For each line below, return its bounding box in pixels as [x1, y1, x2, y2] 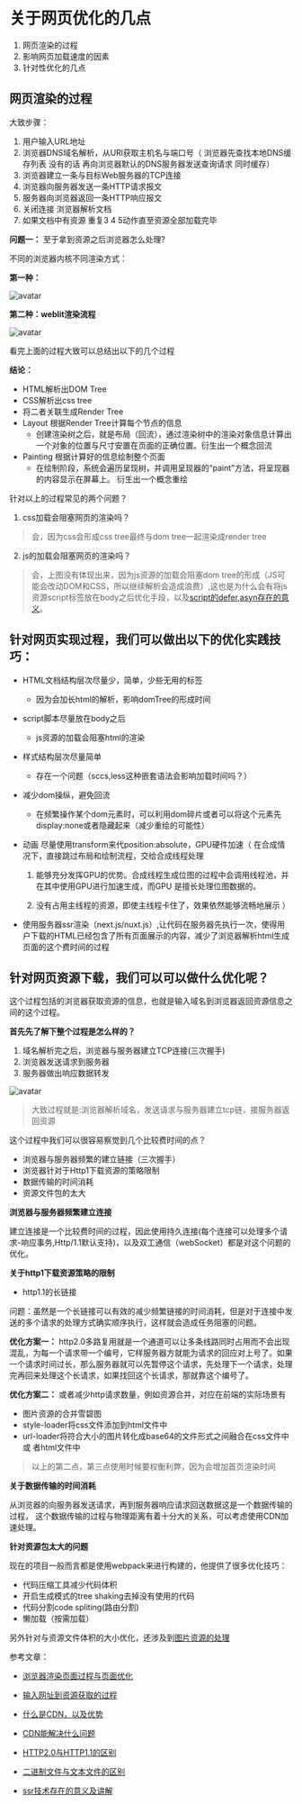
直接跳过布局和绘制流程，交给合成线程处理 [46, 850, 204, 861]
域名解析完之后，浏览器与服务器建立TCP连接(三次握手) [22, 1046, 226, 1056]
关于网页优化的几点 [9, 8, 152, 29]
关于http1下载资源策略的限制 [9, 1267, 115, 1279]
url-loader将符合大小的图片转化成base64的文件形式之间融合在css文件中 [22, 1431, 289, 1442]
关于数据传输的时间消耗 [9, 1481, 96, 1491]
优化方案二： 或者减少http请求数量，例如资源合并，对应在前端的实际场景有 [9, 1389, 286, 1401]
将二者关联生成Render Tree [22, 406, 124, 417]
